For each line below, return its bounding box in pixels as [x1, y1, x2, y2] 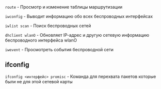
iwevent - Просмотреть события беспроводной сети [5, 47, 114, 52]
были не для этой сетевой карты [5, 78, 73, 84]
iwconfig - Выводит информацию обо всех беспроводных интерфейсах [5, 14, 153, 19]
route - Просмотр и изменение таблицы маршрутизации [5, 4, 123, 10]
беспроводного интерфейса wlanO [5, 37, 77, 43]
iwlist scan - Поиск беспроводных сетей [5, 23, 91, 29]
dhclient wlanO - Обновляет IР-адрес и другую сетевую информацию [5, 32, 149, 38]
